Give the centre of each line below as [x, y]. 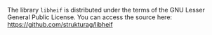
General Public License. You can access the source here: [90, 17]
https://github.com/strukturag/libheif [60, 24]
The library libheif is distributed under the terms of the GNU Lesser [106, 10]
